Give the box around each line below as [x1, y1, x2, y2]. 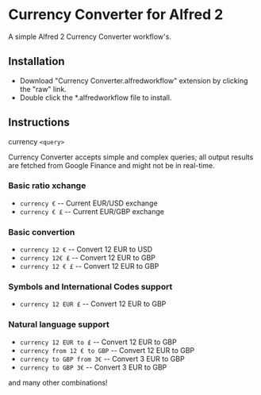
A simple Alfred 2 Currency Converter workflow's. [8, 32, 172, 41]
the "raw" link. [19, 84, 67, 94]
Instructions [8, 116, 70, 129]
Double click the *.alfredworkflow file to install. [19, 93, 172, 102]
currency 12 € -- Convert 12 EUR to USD [19, 244, 153, 255]
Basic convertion [8, 226, 75, 237]
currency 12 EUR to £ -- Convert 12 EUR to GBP [19, 337, 177, 347]
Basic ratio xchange [8, 180, 86, 191]
